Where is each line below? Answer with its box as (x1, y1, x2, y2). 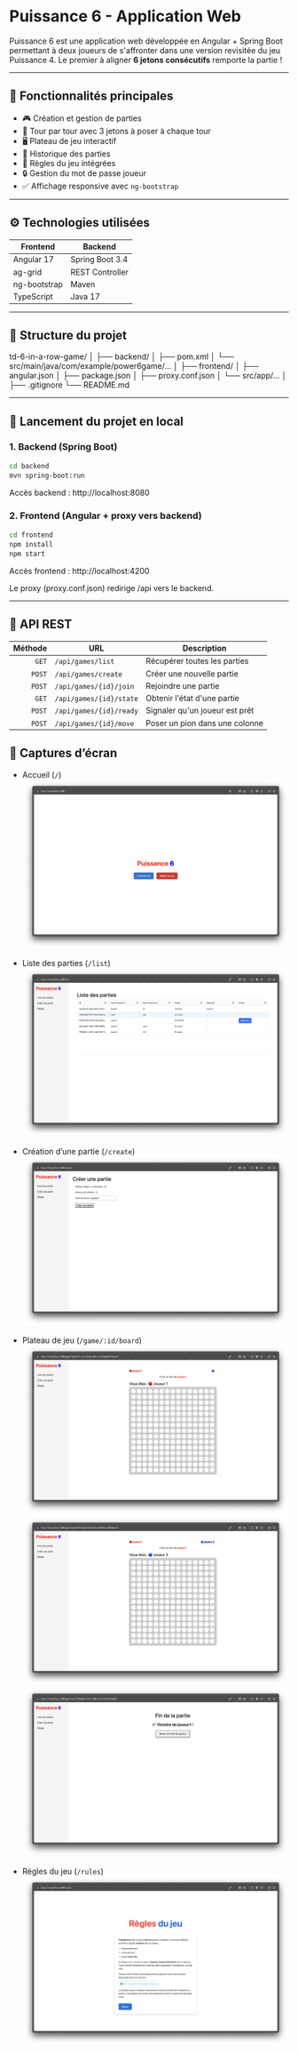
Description (182, 643, 227, 654)
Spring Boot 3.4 (70, 254, 129, 265)
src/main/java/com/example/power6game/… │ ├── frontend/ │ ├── (9, 361, 260, 371)
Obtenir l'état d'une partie (145, 693, 239, 704)
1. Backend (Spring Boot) (9, 440, 118, 452)
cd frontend (9, 531, 53, 539)
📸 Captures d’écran (9, 746, 118, 761)
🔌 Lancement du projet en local (9, 413, 184, 428)
